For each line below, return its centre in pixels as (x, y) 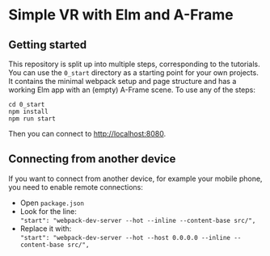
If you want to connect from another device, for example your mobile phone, (135, 178)
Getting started (48, 45)
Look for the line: (48, 211)
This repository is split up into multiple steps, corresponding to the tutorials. (134, 64)
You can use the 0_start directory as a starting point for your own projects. (133, 73)
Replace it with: (46, 229)
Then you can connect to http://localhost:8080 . (87, 134)
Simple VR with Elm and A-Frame (121, 15)
